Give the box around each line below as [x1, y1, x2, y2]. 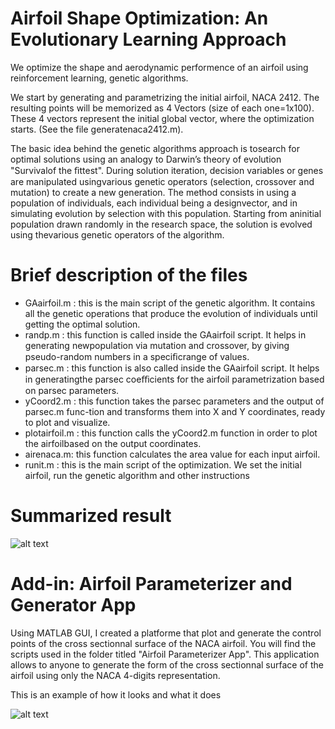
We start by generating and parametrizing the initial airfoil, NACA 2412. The [10, 91, 320, 103]
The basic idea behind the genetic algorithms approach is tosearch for [10, 142, 300, 154]
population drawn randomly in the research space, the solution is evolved [10, 218, 313, 230]
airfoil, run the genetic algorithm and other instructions [24, 469, 250, 481]
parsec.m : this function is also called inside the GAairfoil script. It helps [24, 362, 320, 374]
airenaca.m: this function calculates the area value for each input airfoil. [24, 448, 321, 460]
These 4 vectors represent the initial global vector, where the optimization [10, 112, 315, 124]
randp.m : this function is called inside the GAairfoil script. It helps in [24, 328, 307, 341]
